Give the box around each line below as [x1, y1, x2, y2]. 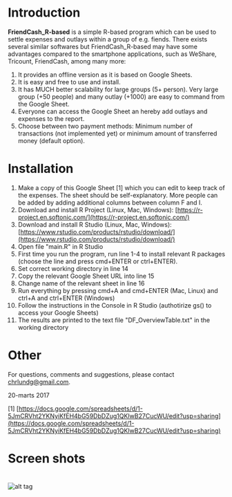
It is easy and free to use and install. [17, 77, 122, 86]
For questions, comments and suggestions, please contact [8, 370, 175, 378]
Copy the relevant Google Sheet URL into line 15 [17, 272, 155, 280]
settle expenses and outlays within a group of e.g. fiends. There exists [8, 35, 208, 43]
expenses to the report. [17, 114, 85, 122]
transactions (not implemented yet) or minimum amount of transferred [17, 129, 217, 138]
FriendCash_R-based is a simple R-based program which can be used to [8, 28, 217, 36]
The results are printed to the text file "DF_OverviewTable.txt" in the [17, 316, 211, 324]
